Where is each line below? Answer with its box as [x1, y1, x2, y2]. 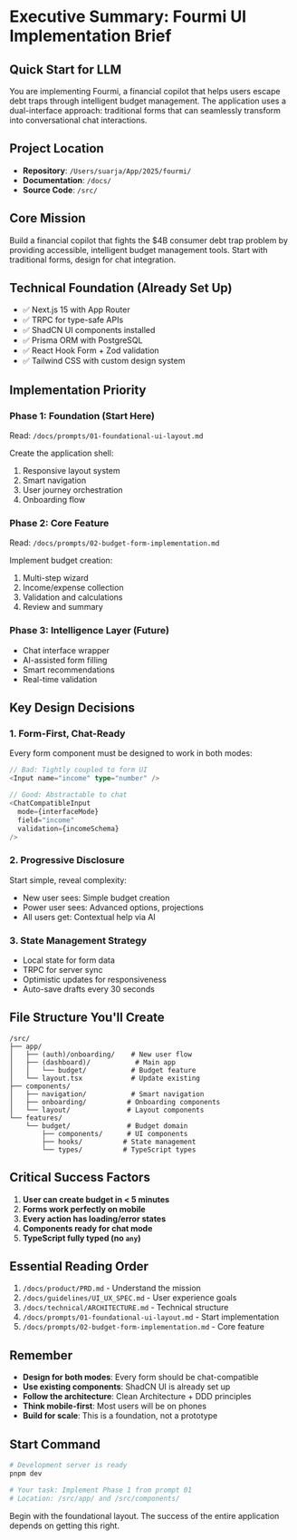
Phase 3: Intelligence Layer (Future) [9, 624, 170, 637]
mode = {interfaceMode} [17, 807, 100, 816]
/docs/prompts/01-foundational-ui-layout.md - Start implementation [22, 1311, 279, 1322]
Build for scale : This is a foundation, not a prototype [22, 1410, 218, 1421]
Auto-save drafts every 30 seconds [22, 984, 156, 995]
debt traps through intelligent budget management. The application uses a [9, 95, 287, 106]
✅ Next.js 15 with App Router [22, 304, 130, 315]
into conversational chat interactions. [9, 115, 148, 125]
